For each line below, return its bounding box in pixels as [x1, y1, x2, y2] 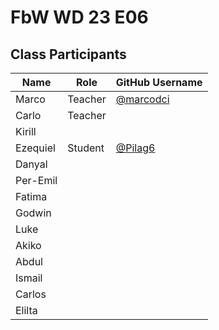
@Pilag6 [115, 141, 156, 155]
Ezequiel [15, 141, 56, 155]
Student [67, 141, 105, 155]
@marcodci [115, 92, 170, 106]
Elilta [15, 304, 38, 317]
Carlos [15, 287, 47, 301]
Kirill [15, 125, 37, 138]
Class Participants [10, 46, 127, 63]
